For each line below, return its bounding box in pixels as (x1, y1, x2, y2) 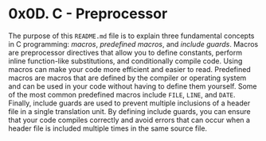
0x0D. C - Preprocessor (8, 5, 168, 23)
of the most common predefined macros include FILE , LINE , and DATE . (8, 90, 237, 99)
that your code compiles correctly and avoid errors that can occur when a (8, 115, 251, 124)
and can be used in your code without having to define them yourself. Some (8, 81, 257, 91)
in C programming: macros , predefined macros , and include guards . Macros (8, 39, 259, 48)
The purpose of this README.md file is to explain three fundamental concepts (8, 31, 255, 40)
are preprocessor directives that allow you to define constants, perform (8, 48, 243, 57)
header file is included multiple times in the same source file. (8, 124, 208, 133)
